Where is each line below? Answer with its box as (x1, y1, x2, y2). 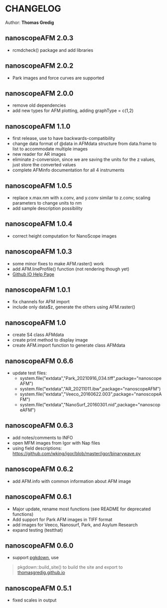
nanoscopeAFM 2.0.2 (5, 62, 74, 70)
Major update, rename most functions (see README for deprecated (12, 506, 151, 512)
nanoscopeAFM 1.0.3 (5, 247, 72, 256)
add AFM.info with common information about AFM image (12, 478, 131, 484)
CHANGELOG (5, 3, 61, 14)
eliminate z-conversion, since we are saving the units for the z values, (12, 156, 156, 162)
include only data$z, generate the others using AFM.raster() (12, 304, 136, 310)
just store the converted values (12, 162, 76, 168)
